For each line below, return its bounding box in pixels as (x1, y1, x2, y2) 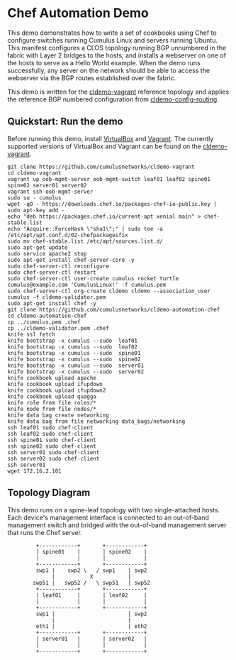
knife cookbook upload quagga (7, 392, 97, 400)
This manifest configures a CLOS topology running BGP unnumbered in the (7, 43, 227, 52)
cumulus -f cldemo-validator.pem (7, 293, 106, 301)
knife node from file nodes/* (7, 405, 97, 412)
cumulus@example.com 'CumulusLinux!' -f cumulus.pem (7, 281, 167, 288)
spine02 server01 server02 (7, 182, 87, 189)
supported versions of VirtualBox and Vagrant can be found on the (7, 142, 202, 150)
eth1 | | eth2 (35, 622, 147, 629)
